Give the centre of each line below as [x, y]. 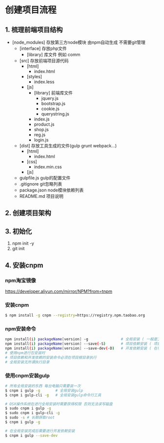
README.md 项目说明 [41, 196]
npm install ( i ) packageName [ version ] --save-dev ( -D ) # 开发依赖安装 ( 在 [81, 349]
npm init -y [23, 243]
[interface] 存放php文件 [43, 48]
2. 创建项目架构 [28, 213]
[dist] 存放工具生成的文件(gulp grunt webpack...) [68, 146]
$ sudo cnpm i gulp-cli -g [32, 413]
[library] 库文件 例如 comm [53, 55]
